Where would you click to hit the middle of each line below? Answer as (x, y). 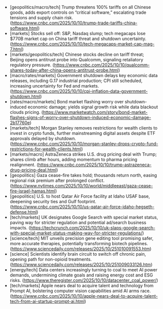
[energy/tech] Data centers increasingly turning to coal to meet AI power (83, 270)
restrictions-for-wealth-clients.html (45, 149)
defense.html (23, 212)
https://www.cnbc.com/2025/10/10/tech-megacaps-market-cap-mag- (83, 44)
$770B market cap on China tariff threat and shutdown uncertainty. (78, 39)
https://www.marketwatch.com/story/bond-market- (95, 112)
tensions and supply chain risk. (41, 18)
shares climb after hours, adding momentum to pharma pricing (73, 159)
